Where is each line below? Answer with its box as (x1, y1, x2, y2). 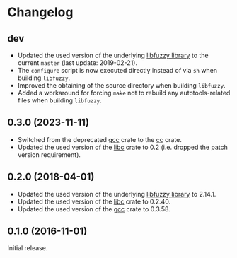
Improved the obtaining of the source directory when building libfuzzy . (17, 81, 226, 89)
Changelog (7, 4, 74, 20)
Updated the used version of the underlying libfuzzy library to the (17, 51, 209, 59)
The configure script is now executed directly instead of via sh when (17, 66, 218, 74)
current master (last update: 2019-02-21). (17, 59, 138, 67)
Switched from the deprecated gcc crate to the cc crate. (17, 135, 183, 143)
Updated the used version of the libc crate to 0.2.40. (17, 197, 171, 206)
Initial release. (7, 244, 48, 252)
